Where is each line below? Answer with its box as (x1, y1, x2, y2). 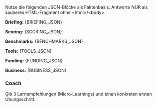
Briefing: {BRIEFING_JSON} (5, 19, 62, 25)
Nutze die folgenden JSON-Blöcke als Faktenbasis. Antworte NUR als (5, 4, 148, 10)
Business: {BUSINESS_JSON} (5, 67, 67, 73)
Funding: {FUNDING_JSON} (5, 58, 63, 64)
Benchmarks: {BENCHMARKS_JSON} (5, 38, 83, 44)
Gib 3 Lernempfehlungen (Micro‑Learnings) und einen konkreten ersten (5, 91, 152, 97)
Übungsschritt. (5, 97, 36, 103)
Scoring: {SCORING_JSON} (5, 29, 62, 34)
